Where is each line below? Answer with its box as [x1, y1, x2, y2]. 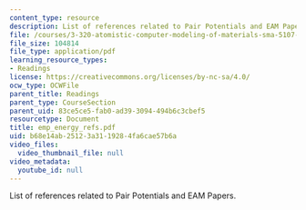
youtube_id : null [17, 165, 84, 175]
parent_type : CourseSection [9, 97, 117, 107]
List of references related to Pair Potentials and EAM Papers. [9, 190, 237, 201]
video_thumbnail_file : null [17, 148, 125, 157]
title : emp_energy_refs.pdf [9, 124, 117, 133]
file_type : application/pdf [9, 47, 117, 56]
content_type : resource [9, 13, 100, 23]
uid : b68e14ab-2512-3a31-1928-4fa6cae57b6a [9, 132, 178, 141]
